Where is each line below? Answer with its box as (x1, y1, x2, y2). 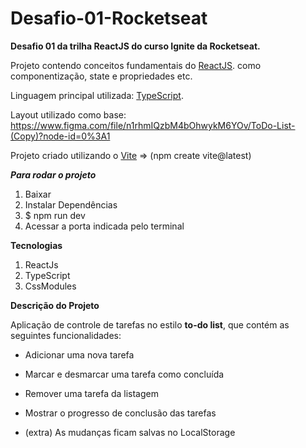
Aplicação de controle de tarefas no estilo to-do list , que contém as (10, 318, 290, 331)
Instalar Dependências (24, 198, 118, 211)
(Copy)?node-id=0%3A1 (10, 130, 111, 142)
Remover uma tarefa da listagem (24, 387, 159, 399)
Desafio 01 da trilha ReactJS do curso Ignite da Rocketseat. (10, 40, 261, 52)
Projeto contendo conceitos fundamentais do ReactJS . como (10, 59, 262, 71)
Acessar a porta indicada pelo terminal (24, 220, 185, 232)
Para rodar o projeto (10, 168, 97, 181)
